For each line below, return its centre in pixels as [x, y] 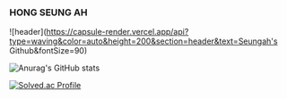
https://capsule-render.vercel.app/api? [117, 32]
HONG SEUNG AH [48, 12]
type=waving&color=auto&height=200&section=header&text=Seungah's [143, 41]
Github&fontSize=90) [48, 51]
